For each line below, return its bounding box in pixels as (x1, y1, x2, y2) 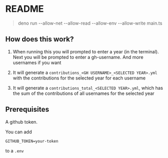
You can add (5, 129, 32, 135)
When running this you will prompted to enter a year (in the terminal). (12, 48, 159, 54)
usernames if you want (12, 60, 62, 66)
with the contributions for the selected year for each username (12, 75, 146, 81)
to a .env (5, 147, 24, 154)
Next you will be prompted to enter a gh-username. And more (12, 54, 144, 60)
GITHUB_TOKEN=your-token (5, 139, 59, 144)
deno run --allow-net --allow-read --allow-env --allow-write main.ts (17, 20, 163, 26)
